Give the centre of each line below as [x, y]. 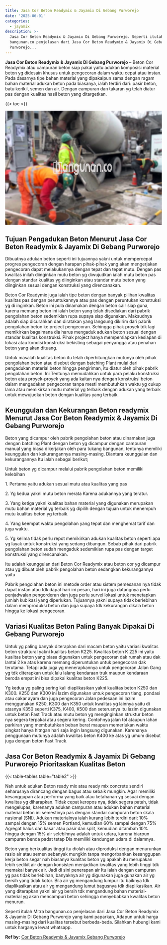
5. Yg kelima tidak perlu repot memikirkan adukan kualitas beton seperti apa [83, 538]
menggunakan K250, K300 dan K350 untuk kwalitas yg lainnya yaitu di [78, 704]
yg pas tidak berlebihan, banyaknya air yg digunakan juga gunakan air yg [80, 875]
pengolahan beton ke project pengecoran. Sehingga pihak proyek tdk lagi [80, 327]
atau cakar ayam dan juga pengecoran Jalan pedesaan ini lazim [70, 698]
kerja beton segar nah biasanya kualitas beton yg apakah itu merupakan [79, 859]
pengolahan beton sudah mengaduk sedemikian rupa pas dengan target [79, 549]
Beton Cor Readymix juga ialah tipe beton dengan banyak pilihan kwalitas [80, 295]
